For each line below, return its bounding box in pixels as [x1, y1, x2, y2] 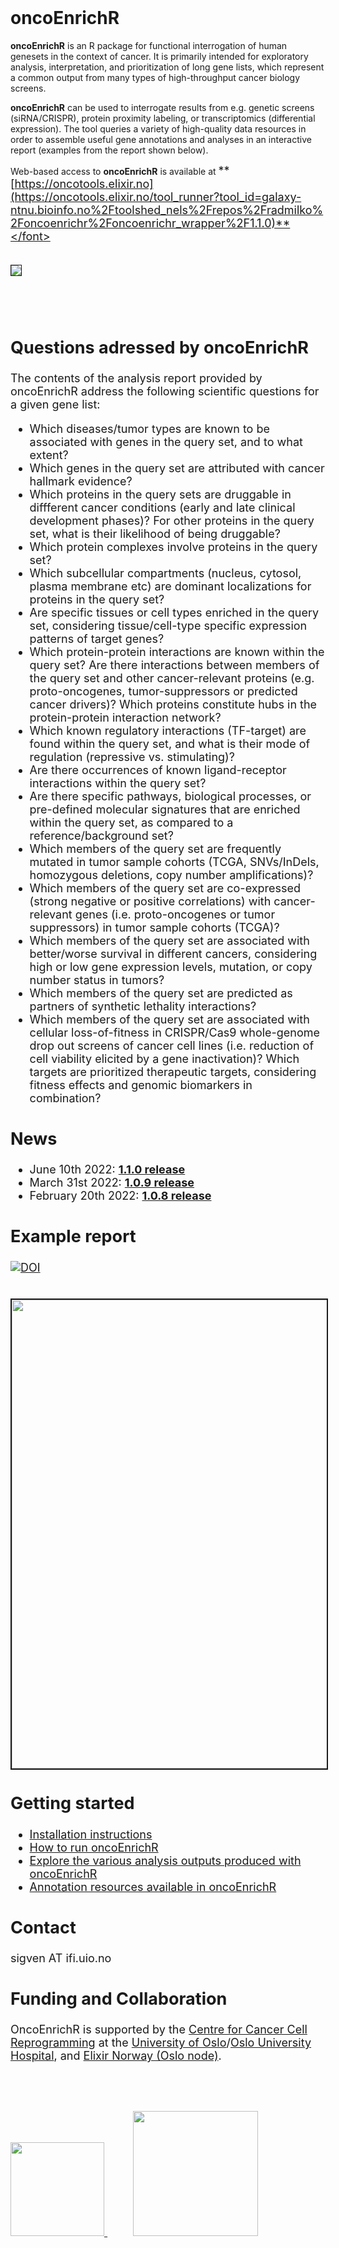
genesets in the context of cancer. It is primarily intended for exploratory [10, 50, 309, 62]
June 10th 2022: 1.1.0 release [29, 1162, 186, 1177]
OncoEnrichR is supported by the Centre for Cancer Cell [10, 2022, 308, 2037]
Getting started [10, 1792, 135, 1815]
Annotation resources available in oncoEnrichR [29, 1879, 277, 1894]
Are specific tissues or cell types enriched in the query [29, 606, 320, 620]
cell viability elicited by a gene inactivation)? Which [29, 1052, 300, 1066]
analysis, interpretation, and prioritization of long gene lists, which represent [10, 61, 325, 73]
